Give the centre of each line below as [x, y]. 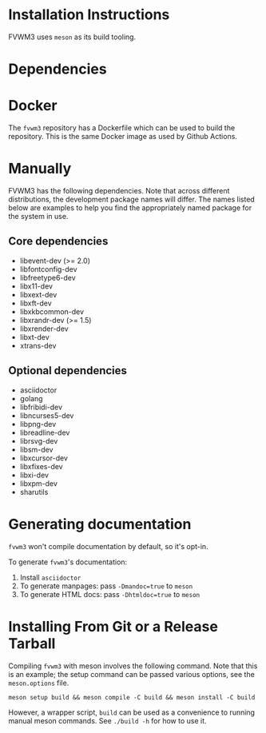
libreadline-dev [45, 432]
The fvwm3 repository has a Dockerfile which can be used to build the [122, 128]
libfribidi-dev [41, 407]
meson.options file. [39, 683]
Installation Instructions [89, 15]
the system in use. [38, 216]
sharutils [34, 492]
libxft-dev [36, 303]
